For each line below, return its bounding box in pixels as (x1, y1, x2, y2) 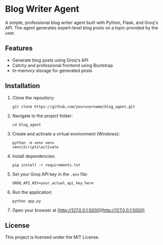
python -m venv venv (12, 140, 54, 145)
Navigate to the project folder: (12, 112, 73, 118)
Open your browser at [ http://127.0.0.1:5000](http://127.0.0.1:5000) (12, 207, 145, 213)
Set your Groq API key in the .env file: (12, 171, 88, 177)
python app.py (12, 199, 41, 203)
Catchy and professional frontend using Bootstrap (12, 62, 114, 68)
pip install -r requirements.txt (12, 162, 81, 167)
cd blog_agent (12, 122, 41, 127)
